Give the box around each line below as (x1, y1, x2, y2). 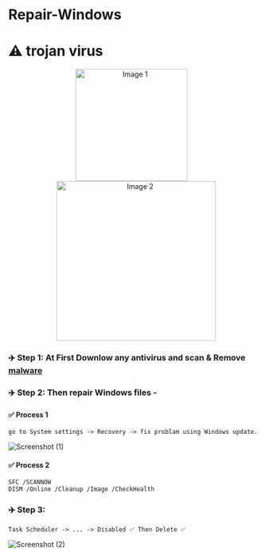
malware (8, 365, 43, 377)
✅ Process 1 (8, 409, 49, 420)
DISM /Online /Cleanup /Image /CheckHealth (8, 485, 155, 494)
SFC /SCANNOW (8, 479, 52, 487)
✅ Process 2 (8, 460, 50, 470)
